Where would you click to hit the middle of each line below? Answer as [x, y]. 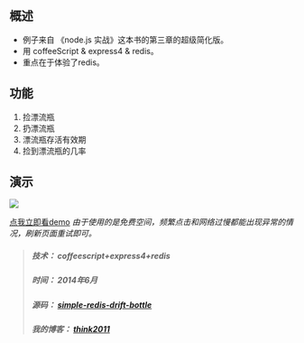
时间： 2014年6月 [64, 280]
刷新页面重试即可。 [60, 234]
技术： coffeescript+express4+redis [101, 256]
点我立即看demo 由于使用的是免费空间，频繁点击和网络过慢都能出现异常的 [147, 222]
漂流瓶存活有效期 [54, 139]
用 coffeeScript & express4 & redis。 [91, 51]
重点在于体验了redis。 [64, 62]
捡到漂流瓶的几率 [54, 151]
